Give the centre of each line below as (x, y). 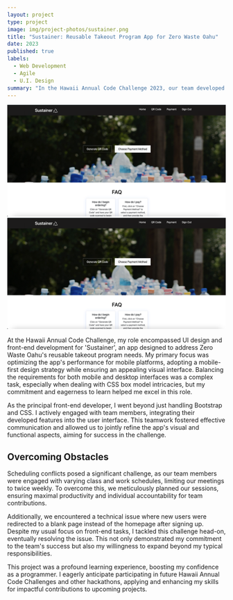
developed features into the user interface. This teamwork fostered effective (116, 420)
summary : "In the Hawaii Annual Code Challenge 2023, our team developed (116, 88)
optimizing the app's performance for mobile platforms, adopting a (102, 362)
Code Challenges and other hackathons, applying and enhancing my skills (113, 582)
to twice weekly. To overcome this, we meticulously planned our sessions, (113, 488)
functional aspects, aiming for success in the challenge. (87, 435)
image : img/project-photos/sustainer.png (68, 29)
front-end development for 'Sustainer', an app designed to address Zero (110, 348)
